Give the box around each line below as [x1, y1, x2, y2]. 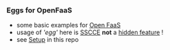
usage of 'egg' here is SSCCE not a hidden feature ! [16, 28, 164, 36]
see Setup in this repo [16, 36, 79, 44]
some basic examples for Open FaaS [16, 21, 121, 29]
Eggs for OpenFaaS [6, 5, 73, 15]
